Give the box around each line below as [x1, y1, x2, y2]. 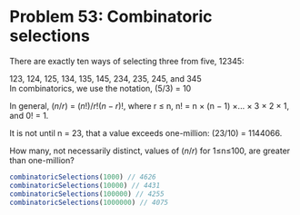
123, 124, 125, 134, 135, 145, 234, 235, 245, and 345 [9, 73, 202, 83]
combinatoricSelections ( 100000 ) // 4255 [9, 189, 165, 199]
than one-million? [9, 154, 75, 165]
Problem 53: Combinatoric [9, 6, 213, 27]
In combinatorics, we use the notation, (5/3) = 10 [9, 83, 192, 93]
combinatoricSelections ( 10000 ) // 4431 [9, 181, 161, 190]
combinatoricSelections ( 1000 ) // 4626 [9, 172, 156, 181]
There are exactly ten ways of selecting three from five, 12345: [9, 55, 245, 66]
